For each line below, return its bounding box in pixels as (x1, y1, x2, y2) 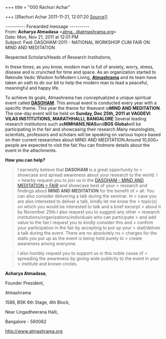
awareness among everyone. (17, 241, 77, 247)
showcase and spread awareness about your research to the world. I (17, 172, 158, 178)
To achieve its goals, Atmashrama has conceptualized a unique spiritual (5, 94, 151, 100)
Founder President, (5, 280, 45, 286)
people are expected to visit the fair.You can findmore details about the (5, 142, 150, 148)
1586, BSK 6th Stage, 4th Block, (5, 299, 70, 305)
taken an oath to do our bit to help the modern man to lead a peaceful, (5, 80, 149, 85)
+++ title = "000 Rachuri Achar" (5, 4, 70, 10)
